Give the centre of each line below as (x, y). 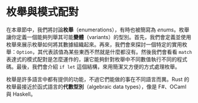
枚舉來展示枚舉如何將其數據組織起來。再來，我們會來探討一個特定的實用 (94, 44)
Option (25, 52)
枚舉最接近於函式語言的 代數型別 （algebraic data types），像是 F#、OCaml (96, 86)
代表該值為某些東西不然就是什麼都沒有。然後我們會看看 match (117, 51)
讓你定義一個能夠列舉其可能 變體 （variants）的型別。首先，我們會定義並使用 (99, 37)
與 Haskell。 (21, 94)
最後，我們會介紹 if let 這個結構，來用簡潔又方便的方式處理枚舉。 (98, 66)
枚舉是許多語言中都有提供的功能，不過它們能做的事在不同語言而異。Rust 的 (98, 79)
